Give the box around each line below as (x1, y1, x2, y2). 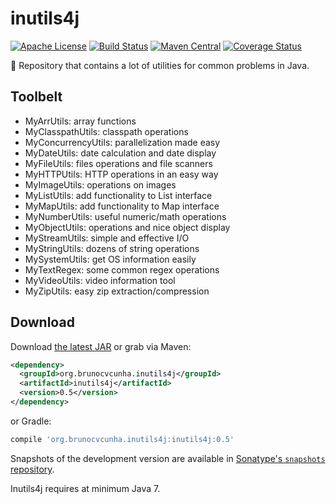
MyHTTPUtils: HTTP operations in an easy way (24, 168, 219, 180)
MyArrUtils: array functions (24, 115, 137, 127)
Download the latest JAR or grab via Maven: (10, 340, 192, 352)
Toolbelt (10, 88, 63, 106)
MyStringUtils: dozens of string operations (24, 242, 200, 254)
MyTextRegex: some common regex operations (24, 263, 220, 276)
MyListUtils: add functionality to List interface (24, 189, 213, 201)
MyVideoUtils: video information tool (24, 274, 176, 286)
